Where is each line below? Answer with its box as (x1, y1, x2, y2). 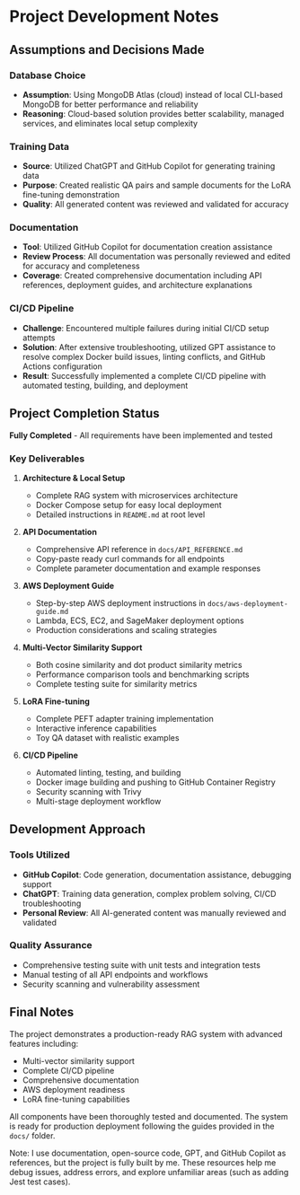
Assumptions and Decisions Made (9, 42, 205, 57)
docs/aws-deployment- (207, 599, 289, 608)
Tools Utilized (9, 848, 70, 861)
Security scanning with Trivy (35, 786, 142, 796)
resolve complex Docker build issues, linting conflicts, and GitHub (22, 351, 266, 362)
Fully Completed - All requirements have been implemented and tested (9, 429, 273, 441)
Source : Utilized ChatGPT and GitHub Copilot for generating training (22, 161, 276, 171)
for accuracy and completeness (22, 260, 141, 271)
